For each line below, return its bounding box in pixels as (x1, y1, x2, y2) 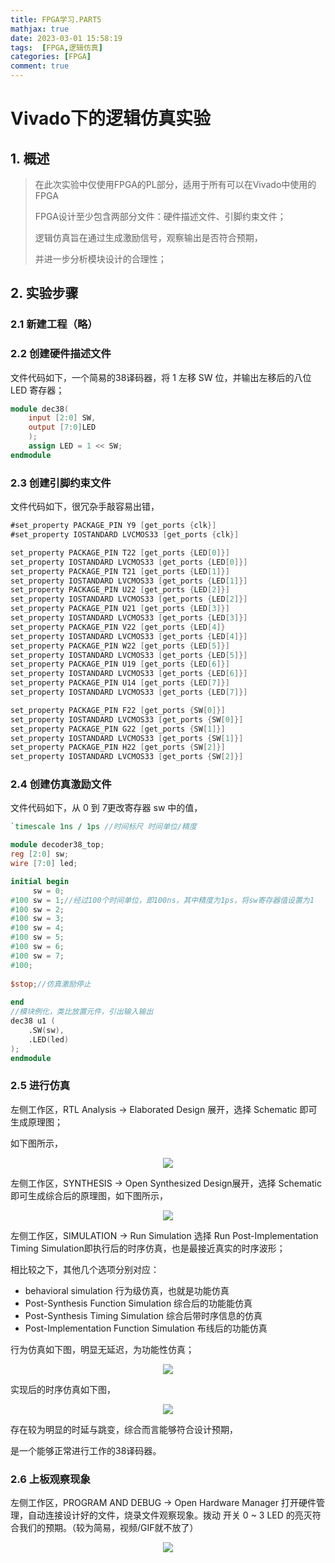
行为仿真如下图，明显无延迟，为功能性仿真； (10, 1343, 195, 1355)
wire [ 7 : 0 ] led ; (10, 859, 78, 869)
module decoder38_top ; (10, 840, 105, 850)
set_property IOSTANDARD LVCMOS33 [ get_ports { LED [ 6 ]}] (10, 669, 248, 679)
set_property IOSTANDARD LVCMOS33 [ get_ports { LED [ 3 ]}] (10, 613, 248, 623)
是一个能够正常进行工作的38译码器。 (10, 1444, 162, 1456)
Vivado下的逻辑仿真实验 (10, 107, 212, 130)
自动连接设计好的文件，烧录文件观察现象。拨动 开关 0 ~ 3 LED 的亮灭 (27, 1509, 313, 1521)
